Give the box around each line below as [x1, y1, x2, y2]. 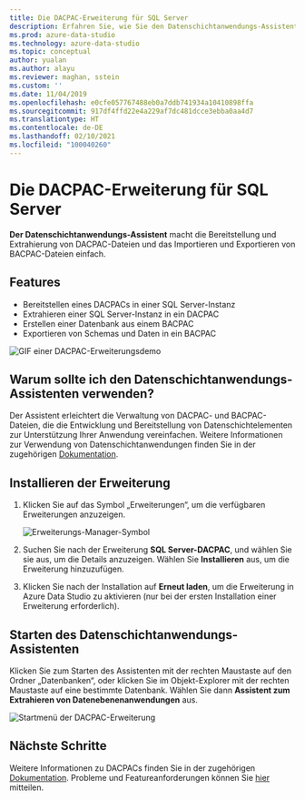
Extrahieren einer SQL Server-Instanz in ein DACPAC [22, 309, 220, 319]
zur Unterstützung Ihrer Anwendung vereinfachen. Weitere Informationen [9, 430, 283, 441]
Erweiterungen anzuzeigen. [22, 509, 126, 520]
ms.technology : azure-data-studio [9, 38, 141, 48]
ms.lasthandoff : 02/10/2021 [9, 132, 116, 141]
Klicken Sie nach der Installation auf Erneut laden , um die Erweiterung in [22, 582, 294, 592]
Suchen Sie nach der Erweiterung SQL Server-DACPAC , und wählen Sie [22, 544, 292, 555]
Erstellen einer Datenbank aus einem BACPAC [22, 318, 194, 329]
